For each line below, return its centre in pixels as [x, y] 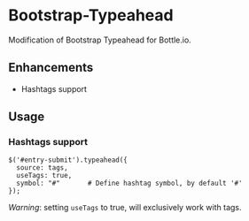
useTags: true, [44, 176]
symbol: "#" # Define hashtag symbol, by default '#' [129, 183]
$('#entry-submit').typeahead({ [68, 160]
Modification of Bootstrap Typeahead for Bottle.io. [100, 40]
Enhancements [51, 68]
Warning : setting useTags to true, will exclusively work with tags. [125, 208]
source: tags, [42, 168]
